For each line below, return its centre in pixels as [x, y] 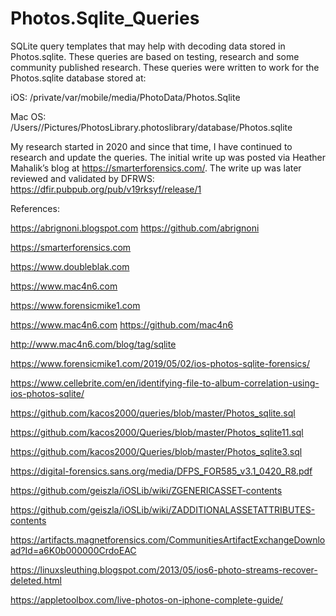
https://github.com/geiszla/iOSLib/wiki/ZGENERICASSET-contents [146, 490]
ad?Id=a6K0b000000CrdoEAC [73, 550]
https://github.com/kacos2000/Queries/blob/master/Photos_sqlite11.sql [157, 432]
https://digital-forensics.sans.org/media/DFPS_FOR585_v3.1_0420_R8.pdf [161, 471]
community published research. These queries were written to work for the [165, 67]
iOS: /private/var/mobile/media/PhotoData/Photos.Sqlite [125, 97]
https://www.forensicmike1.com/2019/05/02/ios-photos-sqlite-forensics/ [160, 363]
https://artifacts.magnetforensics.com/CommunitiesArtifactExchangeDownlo [168, 539]
